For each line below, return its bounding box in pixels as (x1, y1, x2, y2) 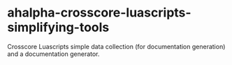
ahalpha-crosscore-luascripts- (7, 5, 191, 21)
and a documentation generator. (7, 50, 100, 58)
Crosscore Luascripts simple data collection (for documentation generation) (7, 42, 226, 50)
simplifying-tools (7, 19, 110, 35)
